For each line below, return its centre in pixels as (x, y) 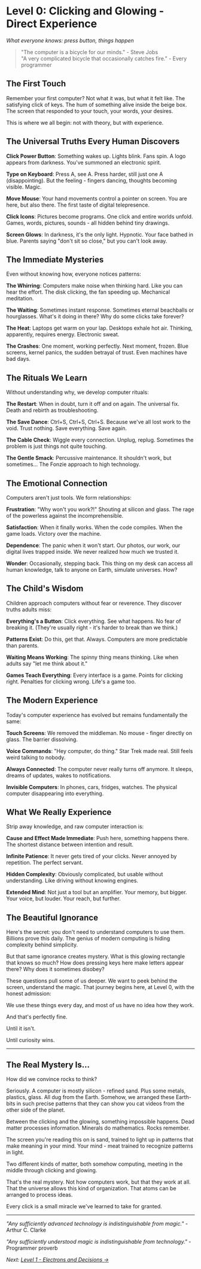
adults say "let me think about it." (47, 663)
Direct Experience (52, 24)
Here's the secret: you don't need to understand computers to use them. (96, 932)
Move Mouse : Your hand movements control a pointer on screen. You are (97, 198)
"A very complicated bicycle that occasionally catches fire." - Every (104, 58)
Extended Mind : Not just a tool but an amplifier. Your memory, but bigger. (97, 892)
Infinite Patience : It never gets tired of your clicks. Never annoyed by (92, 856)
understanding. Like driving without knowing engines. (72, 880)
